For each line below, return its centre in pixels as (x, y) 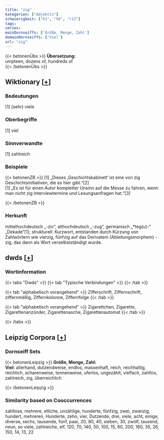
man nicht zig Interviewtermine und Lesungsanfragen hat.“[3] (68, 193)
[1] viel (12, 130)
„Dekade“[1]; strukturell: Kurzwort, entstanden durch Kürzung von (72, 232)
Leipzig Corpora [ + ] (36, 337)
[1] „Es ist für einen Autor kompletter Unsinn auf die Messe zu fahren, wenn (82, 188)
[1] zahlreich (18, 154)
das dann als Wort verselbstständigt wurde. (58, 242)
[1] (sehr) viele (20, 107)
